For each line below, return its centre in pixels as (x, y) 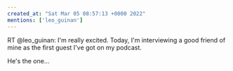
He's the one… (28, 61)
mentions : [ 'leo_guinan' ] (45, 20)
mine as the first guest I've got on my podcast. (75, 47)
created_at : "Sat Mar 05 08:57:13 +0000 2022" (76, 14)
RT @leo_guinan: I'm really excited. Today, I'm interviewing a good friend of (116, 40)
